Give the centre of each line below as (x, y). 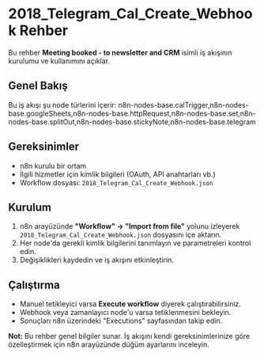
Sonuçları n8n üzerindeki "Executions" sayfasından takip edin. (121, 321)
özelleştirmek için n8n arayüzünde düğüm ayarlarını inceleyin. (109, 344)
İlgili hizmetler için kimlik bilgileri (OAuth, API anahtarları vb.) (117, 174)
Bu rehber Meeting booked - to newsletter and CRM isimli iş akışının (120, 52)
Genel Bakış (38, 86)
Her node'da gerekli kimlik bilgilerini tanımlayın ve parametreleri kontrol (135, 243)
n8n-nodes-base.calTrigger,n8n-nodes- (183, 104)
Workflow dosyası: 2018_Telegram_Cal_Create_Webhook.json (116, 182)
